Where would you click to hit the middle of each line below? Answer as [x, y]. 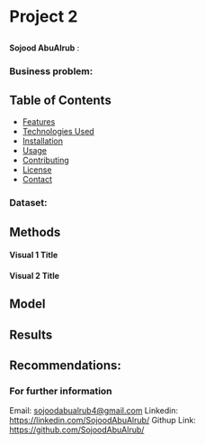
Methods [35, 232]
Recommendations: [65, 365]
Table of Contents [61, 100]
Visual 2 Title [35, 275]
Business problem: [51, 71]
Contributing [45, 161]
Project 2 [44, 17]
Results [31, 334]
